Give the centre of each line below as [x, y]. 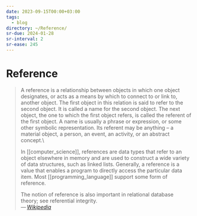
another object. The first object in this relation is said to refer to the [102, 102]
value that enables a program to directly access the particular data [101, 170]
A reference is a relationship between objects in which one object [100, 90]
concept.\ [32, 140]
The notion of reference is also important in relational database [97, 194]
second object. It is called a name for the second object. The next [100, 109]
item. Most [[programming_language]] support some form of [94, 176]
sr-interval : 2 [25, 39]
